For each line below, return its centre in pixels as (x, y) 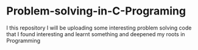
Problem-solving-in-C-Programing (96, 11)
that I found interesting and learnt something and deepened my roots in (96, 34)
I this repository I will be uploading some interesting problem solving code (99, 28)
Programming (23, 40)
